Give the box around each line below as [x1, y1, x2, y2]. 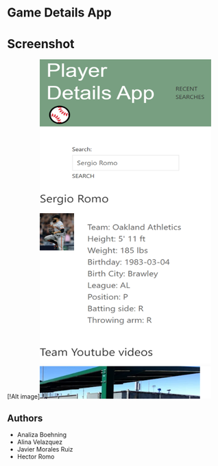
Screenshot [7, 36, 75, 52]
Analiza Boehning [16, 430, 67, 439]
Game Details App [7, 5, 112, 21]
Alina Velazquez [16, 438, 63, 446]
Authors [7, 412, 43, 424]
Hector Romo [16, 452, 55, 461]
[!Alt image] [7, 392, 40, 401]
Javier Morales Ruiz [16, 445, 73, 453]
